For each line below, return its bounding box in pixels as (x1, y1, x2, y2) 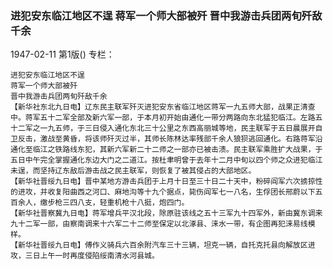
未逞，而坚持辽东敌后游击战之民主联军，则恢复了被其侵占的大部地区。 (10, 166, 257, 176)
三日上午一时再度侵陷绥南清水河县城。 (24, 251, 160, 261)
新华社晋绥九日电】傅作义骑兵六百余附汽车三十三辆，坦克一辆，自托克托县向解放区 (17, 240, 308, 251)
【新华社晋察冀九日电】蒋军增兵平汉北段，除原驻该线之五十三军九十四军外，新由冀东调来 (10, 208, 323, 219)
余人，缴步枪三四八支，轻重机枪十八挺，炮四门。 (17, 198, 190, 208)
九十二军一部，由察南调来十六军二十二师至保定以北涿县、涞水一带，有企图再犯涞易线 (10, 219, 308, 229)
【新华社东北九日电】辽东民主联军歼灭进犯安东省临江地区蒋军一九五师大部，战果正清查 (10, 102, 316, 112)
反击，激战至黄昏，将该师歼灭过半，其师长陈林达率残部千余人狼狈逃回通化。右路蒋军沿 (17, 134, 323, 144)
